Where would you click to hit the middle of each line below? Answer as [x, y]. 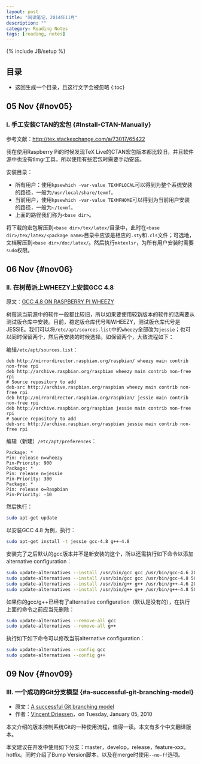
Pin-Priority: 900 [29, 463]
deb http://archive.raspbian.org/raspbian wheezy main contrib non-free [99, 372]
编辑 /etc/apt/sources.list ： [42, 350]
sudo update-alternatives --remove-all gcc [61, 620]
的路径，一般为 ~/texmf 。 [45, 207]
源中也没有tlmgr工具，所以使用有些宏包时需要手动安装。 [76, 159]
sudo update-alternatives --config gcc [56, 650]
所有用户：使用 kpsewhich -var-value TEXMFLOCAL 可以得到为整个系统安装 [103, 184]
